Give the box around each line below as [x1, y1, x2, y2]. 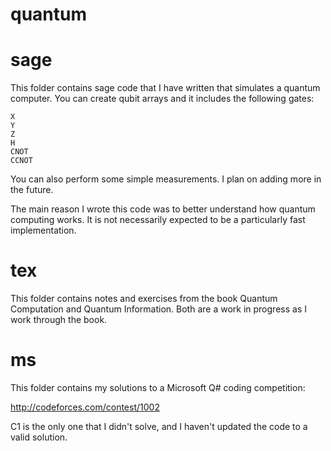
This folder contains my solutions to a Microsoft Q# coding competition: [10, 382, 306, 393]
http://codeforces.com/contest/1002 [10, 401, 160, 413]
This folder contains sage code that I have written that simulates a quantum [10, 82, 321, 94]
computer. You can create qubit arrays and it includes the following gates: [10, 93, 315, 105]
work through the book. [10, 314, 108, 326]
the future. [10, 184, 54, 196]
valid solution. [10, 431, 68, 443]
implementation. [10, 224, 77, 237]
